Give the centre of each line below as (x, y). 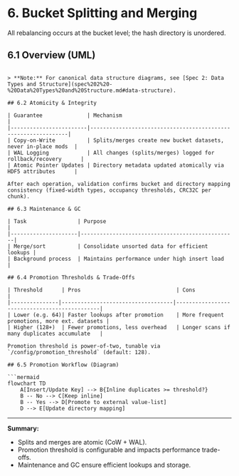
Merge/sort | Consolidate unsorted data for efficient (111, 246)
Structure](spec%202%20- (76, 84)
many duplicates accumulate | (55, 333)
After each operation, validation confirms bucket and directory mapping (119, 184)
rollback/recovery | (46, 159)
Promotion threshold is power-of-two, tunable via (84, 346)
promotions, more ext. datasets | (59, 321)
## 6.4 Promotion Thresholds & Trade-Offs (71, 277)
